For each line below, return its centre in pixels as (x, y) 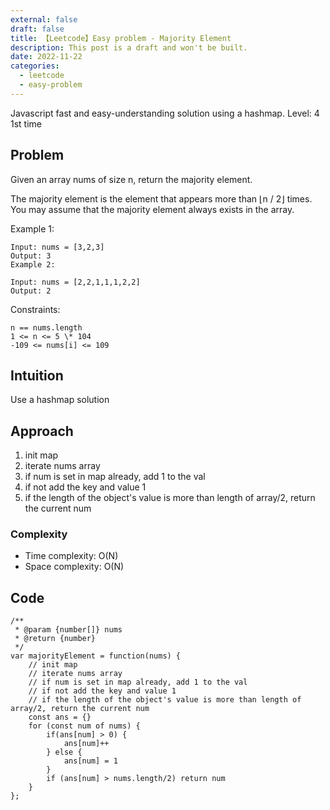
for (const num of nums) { (84, 726)
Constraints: (35, 309)
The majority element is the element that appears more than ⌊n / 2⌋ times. (161, 198)
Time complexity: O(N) (71, 556)
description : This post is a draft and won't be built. (129, 47)
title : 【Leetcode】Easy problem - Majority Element (121, 38)
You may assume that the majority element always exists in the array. (152, 209)
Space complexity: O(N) (74, 567)
